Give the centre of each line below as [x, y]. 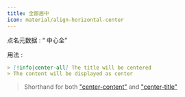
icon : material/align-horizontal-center [66, 20]
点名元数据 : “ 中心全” [37, 40]
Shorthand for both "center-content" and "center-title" [101, 87]
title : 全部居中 [28, 13]
